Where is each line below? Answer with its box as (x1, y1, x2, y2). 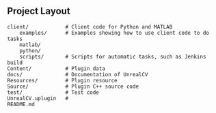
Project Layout (7, 5, 70, 17)
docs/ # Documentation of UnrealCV (7, 71, 148, 78)
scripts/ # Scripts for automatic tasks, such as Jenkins (19, 53, 206, 60)
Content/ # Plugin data (7, 65, 106, 72)
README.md (7, 101, 36, 108)
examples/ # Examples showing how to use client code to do (19, 29, 210, 36)
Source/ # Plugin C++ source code (7, 83, 139, 90)
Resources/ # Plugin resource (7, 77, 118, 84)
